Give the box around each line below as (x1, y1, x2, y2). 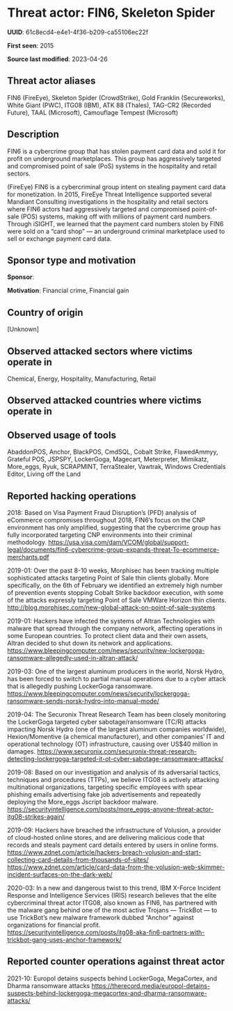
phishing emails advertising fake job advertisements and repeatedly (7, 790, 202, 799)
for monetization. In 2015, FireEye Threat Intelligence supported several (7, 190, 212, 198)
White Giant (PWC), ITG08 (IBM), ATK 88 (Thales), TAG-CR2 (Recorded (7, 101, 211, 109)
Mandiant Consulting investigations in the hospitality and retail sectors (7, 197, 209, 206)
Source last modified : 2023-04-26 (7, 54, 108, 63)
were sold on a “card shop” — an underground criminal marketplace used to (7, 227, 225, 235)
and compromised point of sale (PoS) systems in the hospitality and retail (7, 161, 217, 170)
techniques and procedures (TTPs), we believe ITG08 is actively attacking (7, 776, 219, 784)
